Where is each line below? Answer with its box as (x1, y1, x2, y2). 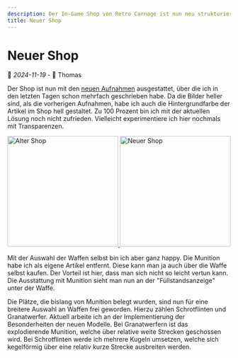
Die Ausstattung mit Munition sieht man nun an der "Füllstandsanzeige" (7, 277, 216, 285)
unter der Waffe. (7, 284, 55, 292)
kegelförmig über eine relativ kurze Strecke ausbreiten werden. (7, 342, 191, 351)
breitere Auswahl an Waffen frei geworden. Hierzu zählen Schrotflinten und (7, 305, 227, 313)
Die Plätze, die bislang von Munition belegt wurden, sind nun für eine (7, 298, 208, 306)
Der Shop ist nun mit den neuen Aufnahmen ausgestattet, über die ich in (7, 84, 218, 93)
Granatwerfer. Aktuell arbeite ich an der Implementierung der (7, 313, 186, 321)
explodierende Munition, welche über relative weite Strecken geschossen (7, 328, 222, 336)
